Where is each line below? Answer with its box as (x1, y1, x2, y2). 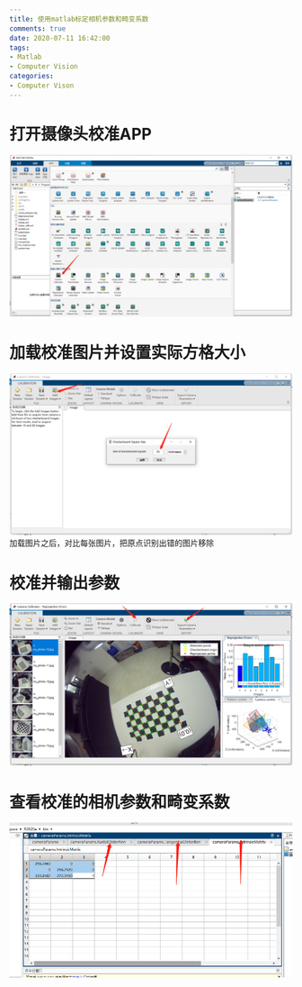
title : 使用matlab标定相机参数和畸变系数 (9, 14, 149, 23)
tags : (9, 43, 30, 52)
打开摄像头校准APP (9, 123, 153, 144)
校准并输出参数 (9, 572, 120, 593)
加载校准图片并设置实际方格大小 (9, 343, 246, 362)
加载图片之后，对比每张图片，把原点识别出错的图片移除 (9, 537, 214, 549)
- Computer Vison (9, 81, 75, 90)
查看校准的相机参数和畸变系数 (9, 791, 231, 812)
